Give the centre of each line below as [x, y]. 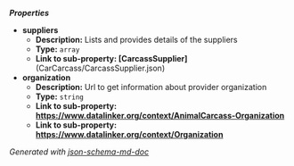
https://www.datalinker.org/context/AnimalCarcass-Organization [160, 116]
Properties [29, 13]
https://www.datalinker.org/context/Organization [129, 134]
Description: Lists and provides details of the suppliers [136, 40]
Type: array [57, 49]
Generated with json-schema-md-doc [79, 152]
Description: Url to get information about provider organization [151, 87]
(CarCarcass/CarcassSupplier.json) [100, 68]
